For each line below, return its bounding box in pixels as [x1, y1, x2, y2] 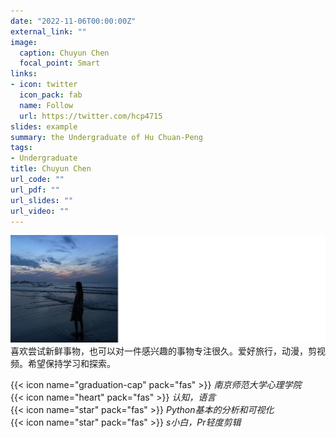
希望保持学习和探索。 [27, 358, 116, 370]
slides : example [10, 121, 78, 132]
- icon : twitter [10, 80, 78, 90]
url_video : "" [10, 206, 70, 216]
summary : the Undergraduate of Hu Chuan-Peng [10, 132, 203, 142]
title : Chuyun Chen [10, 164, 92, 174]
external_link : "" [10, 26, 87, 37]
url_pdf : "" [10, 185, 60, 195]
